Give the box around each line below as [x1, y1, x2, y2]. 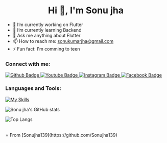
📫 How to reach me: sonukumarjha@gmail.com [12, 38, 114, 44]
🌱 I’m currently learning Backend [12, 27, 82, 33]
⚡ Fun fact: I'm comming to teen [12, 45, 80, 52]
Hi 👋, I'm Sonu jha [47, 5, 124, 16]
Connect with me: [5, 60, 51, 67]
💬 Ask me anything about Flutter [12, 32, 81, 38]
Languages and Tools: [5, 85, 61, 92]
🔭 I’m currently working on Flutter [12, 21, 83, 28]
